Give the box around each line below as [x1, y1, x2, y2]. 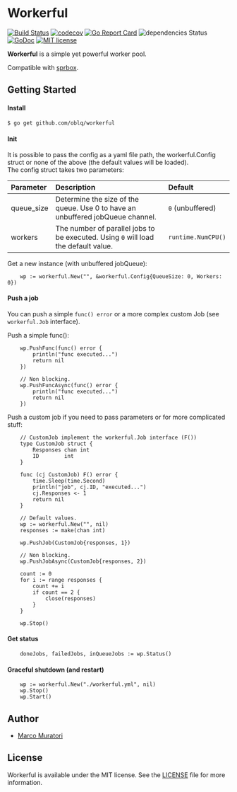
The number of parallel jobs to [55, 223, 155, 233]
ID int [32, 452, 74, 459]
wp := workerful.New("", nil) [20, 520, 109, 528]
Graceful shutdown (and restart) [7, 665, 104, 674]
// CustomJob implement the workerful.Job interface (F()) [20, 434, 197, 441]
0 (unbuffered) [168, 203, 217, 213]
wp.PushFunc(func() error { [20, 345, 102, 352]
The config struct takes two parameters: [7, 165, 125, 174]
